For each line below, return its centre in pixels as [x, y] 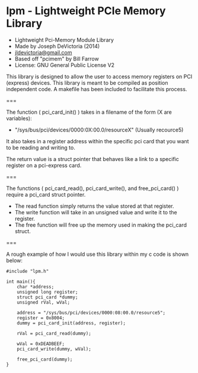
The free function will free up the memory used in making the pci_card [101, 225]
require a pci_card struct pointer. [46, 194]
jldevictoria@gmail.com [43, 52]
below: [14, 260]
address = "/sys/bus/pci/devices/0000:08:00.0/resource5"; [91, 313]
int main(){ [21, 282]
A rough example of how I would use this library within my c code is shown [98, 254]
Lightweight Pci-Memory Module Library [64, 40]
